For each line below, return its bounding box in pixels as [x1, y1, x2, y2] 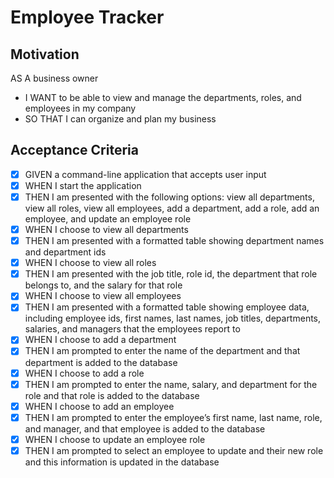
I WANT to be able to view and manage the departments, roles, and [24, 92, 302, 103]
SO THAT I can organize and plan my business [24, 113, 217, 125]
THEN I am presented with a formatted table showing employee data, [24, 301, 310, 313]
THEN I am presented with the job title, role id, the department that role [24, 268, 318, 280]
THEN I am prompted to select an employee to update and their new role [24, 444, 324, 456]
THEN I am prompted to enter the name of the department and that [24, 345, 301, 357]
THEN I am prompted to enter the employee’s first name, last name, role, [24, 411, 323, 423]
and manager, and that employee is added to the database [24, 422, 266, 435]
